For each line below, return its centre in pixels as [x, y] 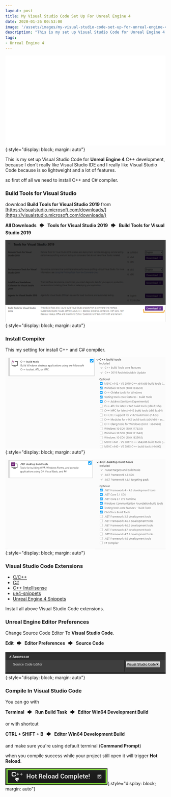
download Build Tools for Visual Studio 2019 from [58, 205]
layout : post [19, 11]
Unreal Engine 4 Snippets [39, 599]
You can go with [22, 702]
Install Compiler [25, 338]
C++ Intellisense [30, 588]
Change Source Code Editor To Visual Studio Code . [60, 633]
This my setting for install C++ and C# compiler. [55, 350]
